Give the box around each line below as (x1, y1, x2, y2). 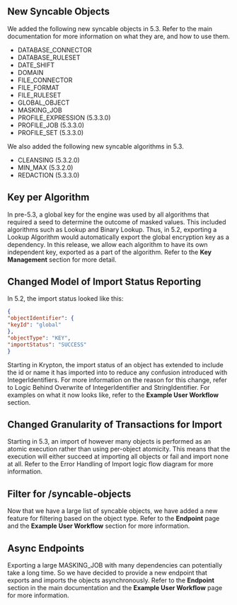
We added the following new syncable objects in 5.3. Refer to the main (7, 24, 213, 33)
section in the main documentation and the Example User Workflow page (7, 584, 223, 592)
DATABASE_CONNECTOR (17, 45, 92, 54)
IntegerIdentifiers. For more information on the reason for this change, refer (7, 375, 228, 384)
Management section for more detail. (7, 255, 117, 264)
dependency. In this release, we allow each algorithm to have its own (7, 240, 208, 248)
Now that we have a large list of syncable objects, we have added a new (7, 507, 218, 515)
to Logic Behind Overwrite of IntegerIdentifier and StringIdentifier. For (7, 383, 210, 391)
